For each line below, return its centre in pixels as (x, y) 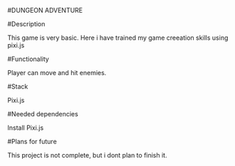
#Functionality (28, 59)
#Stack (18, 87)
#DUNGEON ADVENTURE (45, 10)
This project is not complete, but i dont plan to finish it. (87, 155)
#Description (26, 24)
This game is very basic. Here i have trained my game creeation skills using (118, 38)
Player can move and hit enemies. (57, 73)
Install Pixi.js (26, 128)
